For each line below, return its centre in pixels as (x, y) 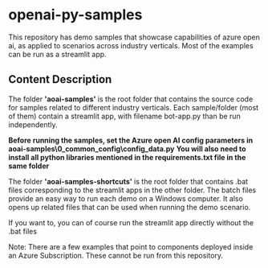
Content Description (60, 79)
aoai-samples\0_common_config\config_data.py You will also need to (127, 148)
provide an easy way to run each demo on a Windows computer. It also (126, 198)
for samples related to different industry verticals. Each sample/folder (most (134, 107)
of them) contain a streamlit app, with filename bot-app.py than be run (124, 116)
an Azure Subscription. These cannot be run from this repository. (116, 255)
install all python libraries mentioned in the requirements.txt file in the (127, 157)
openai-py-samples (75, 15)
